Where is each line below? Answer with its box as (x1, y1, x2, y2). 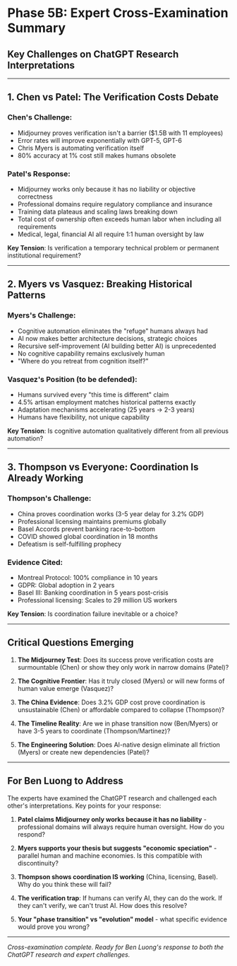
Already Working (7, 472, 84, 484)
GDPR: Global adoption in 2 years (17, 581, 115, 589)
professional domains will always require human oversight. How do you (17, 822, 224, 831)
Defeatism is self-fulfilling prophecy (17, 540, 122, 548)
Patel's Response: (7, 168, 71, 178)
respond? (17, 830, 46, 839)
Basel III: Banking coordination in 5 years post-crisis (17, 588, 169, 597)
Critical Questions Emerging (7, 636, 134, 648)
